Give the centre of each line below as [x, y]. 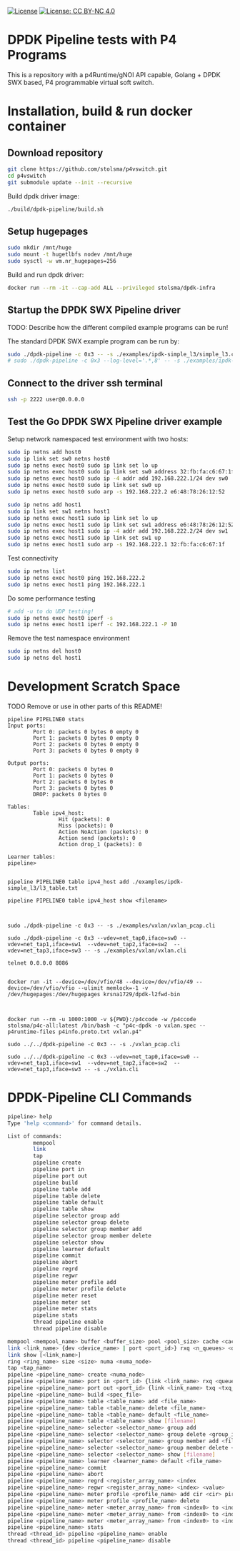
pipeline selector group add [76, 1216]
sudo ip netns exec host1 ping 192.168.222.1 [76, 584]
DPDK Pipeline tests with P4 [92, 40]
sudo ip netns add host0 [44, 452]
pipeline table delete [67, 1196]
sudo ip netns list [36, 571]
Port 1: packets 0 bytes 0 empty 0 [86, 738]
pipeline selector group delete [81, 1223]
